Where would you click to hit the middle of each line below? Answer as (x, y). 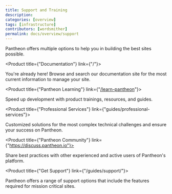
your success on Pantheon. (34, 130)
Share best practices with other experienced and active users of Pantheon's (85, 155)
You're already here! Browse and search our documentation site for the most (86, 74)
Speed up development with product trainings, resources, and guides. (79, 99)
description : (19, 15)
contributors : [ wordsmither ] (36, 29)
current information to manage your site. (48, 79)
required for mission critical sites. (40, 186)
